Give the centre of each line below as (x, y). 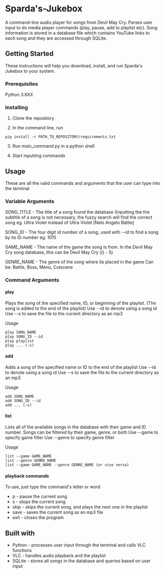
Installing (17, 107)
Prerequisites (21, 84)
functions (22, 550)
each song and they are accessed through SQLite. (56, 38)
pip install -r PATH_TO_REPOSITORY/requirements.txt (61, 137)
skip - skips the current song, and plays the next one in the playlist (80, 507)
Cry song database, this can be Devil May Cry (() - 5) (59, 252)
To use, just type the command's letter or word (53, 487)
